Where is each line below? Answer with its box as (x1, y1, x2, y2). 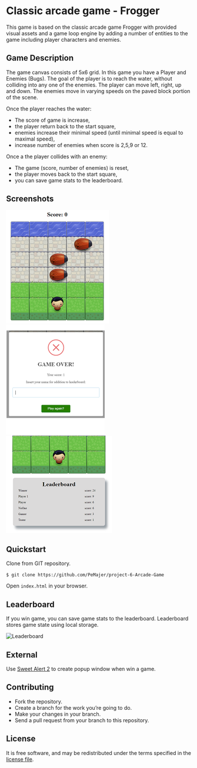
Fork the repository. (14, 698, 63, 705)
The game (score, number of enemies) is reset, (14, 164, 129, 171)
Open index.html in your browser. (6, 582, 88, 589)
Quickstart (6, 544, 46, 554)
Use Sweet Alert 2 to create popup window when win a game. (6, 666, 156, 672)
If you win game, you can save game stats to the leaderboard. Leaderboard (6, 615, 189, 622)
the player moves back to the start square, (14, 171, 118, 178)
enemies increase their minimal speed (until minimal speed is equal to (14, 129, 183, 136)
